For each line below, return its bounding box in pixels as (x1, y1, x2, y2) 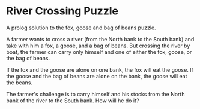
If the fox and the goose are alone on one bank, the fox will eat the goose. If (6, 66, 194, 73)
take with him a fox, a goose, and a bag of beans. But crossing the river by (6, 42, 190, 49)
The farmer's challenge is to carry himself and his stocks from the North (6, 90, 185, 98)
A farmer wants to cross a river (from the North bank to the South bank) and (6, 35, 195, 43)
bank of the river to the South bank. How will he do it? (6, 97, 139, 104)
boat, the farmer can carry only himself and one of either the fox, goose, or (6, 48, 192, 55)
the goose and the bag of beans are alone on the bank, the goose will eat (6, 72, 187, 80)
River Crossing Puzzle (6, 4, 119, 18)
